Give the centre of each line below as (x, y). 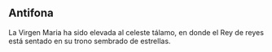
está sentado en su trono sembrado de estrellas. (90, 41)
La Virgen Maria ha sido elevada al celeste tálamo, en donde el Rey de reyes (136, 32)
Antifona (31, 13)
